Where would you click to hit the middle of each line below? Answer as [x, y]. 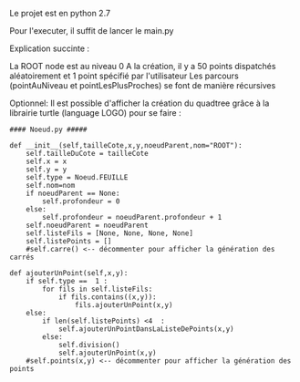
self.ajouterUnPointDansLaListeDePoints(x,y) [146, 329]
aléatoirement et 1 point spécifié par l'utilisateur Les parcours [124, 76]
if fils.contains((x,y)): [107, 297]
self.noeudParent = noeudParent [87, 225]
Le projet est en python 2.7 [60, 13]
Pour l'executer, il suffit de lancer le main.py [92, 31]
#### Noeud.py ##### [49, 129]
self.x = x [47, 161]
